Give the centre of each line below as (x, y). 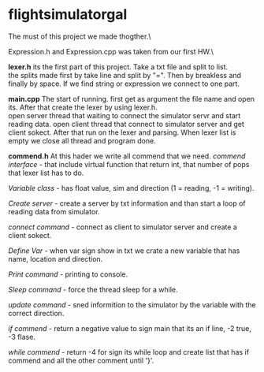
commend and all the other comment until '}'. (81, 360)
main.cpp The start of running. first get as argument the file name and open (131, 99)
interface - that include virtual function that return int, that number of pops (129, 164)
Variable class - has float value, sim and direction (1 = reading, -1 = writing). (131, 188)
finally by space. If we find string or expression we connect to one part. (124, 84)
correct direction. (36, 313)
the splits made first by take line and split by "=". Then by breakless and (125, 75)
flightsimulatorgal (68, 15)
